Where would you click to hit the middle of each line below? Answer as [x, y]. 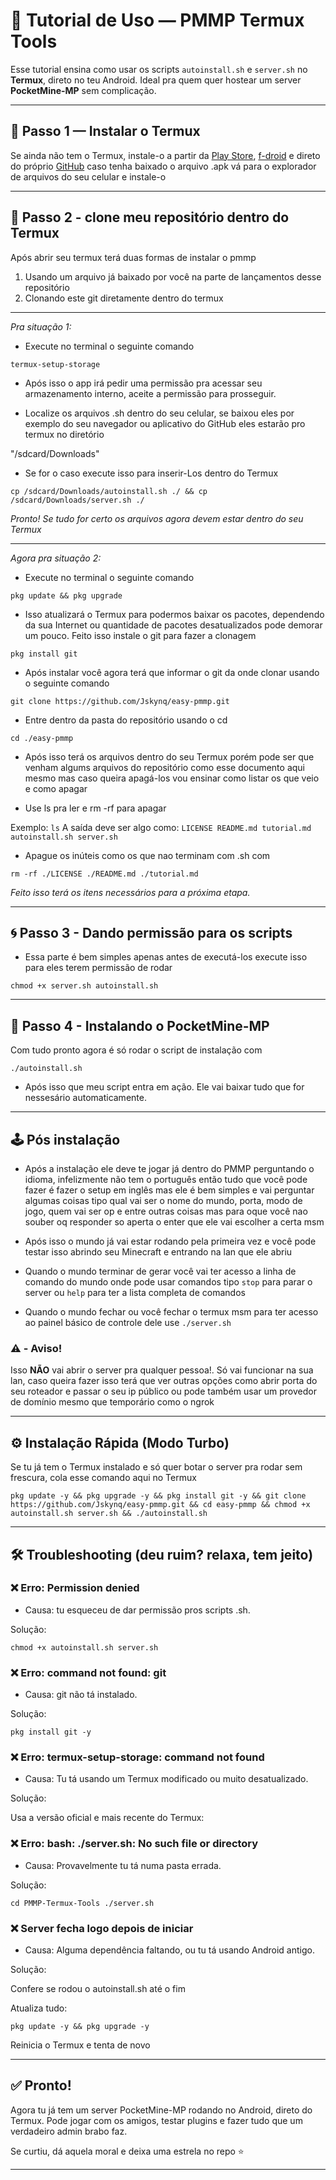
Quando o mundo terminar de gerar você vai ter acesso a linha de [160, 1271]
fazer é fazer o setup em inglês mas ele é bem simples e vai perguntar [169, 1190]
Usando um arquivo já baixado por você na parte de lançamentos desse [173, 276]
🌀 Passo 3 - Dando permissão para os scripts [151, 932]
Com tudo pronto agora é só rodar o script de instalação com [136, 1050]
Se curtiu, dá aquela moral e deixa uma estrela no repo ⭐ [127, 2151]
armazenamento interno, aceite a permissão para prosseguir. [150, 393]
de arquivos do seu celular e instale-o [88, 176]
